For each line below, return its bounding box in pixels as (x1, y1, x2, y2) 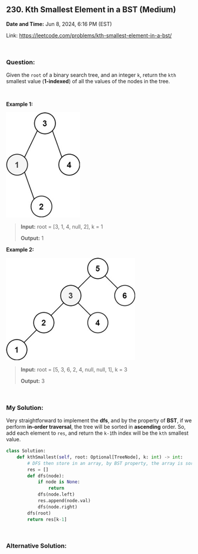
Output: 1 (20, 234, 44, 242)
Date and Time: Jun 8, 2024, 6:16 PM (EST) (6, 20, 112, 27)
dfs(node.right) (37, 504, 78, 510)
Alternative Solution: (6, 542, 67, 550)
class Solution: (6, 448, 46, 454)
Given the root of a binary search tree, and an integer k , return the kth (6, 71, 177, 79)
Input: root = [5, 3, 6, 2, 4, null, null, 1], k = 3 (20, 366, 128, 373)
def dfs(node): (27, 472, 65, 479)
